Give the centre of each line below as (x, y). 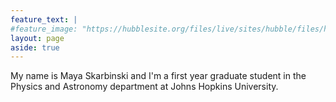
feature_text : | (44, 19)
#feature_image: (44, 29)
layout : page (37, 38)
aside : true (35, 47)
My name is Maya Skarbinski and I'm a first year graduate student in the (158, 76)
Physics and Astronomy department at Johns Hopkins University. (144, 87)
